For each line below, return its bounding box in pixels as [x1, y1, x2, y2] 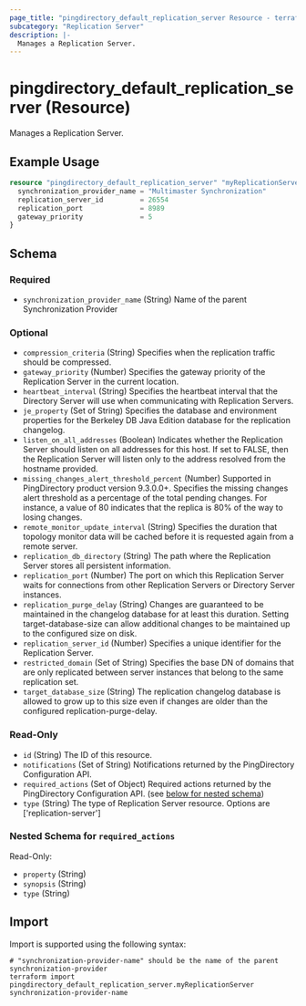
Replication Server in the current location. [22, 376, 179, 388]
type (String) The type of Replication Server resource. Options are [22, 797, 270, 808]
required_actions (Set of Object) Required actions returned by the [22, 778, 271, 789]
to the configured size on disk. [22, 628, 138, 639]
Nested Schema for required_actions [9, 830, 176, 843]
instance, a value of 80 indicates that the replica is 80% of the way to [22, 503, 284, 513]
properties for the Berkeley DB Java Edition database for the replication [22, 415, 291, 426]
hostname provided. [22, 463, 98, 474]
